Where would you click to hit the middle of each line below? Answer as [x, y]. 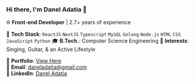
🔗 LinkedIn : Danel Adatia [37, 74]
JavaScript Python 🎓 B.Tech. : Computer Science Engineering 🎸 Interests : [97, 41]
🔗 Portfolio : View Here [34, 61]
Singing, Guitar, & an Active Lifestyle [51, 49]
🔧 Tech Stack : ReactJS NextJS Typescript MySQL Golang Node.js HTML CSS [94, 34]
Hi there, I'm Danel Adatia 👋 [47, 9]
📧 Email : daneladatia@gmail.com [47, 67]
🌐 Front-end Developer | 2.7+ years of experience [69, 23]
